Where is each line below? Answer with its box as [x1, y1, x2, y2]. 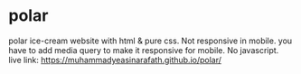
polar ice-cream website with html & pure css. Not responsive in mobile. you [8, 35, 293, 46]
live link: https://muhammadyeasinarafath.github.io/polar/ [8, 54, 222, 65]
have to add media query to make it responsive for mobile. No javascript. [8, 44, 279, 55]
